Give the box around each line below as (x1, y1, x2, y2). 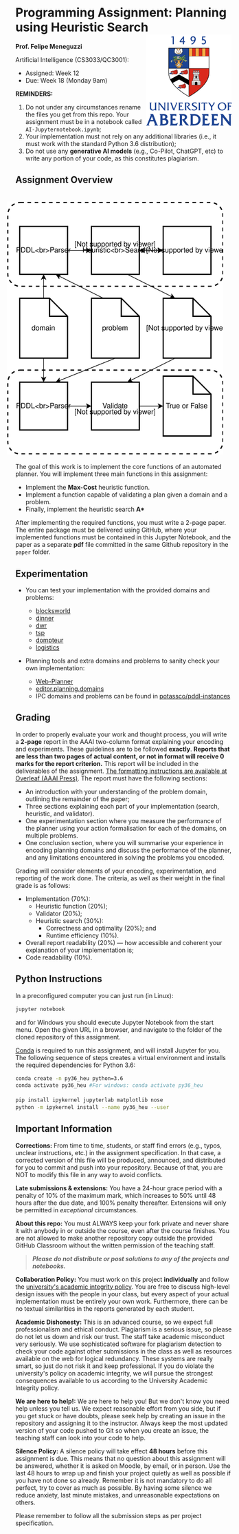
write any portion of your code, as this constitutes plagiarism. (25, 154, 199, 163)
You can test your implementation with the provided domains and (25, 586, 210, 594)
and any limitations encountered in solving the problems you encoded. (25, 853, 225, 862)
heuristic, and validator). (25, 809, 95, 818)
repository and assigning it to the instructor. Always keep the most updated (15, 1419, 228, 1427)
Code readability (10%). (25, 953, 93, 962)
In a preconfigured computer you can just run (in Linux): (15, 991, 174, 999)
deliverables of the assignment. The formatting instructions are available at (15, 767, 227, 775)
